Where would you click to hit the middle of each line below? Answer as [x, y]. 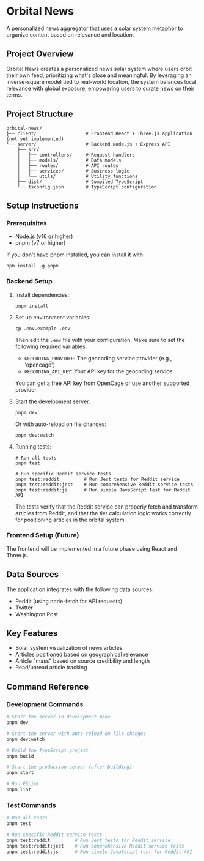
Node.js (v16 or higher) [44, 236]
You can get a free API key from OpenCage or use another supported [102, 383]
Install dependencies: [42, 294]
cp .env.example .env [42, 329]
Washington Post [36, 614]
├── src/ [28, 149]
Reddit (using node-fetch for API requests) [69, 601]
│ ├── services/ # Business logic [74, 171]
